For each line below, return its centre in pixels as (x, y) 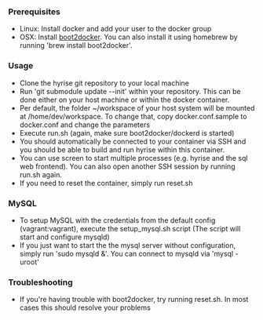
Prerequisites (34, 12)
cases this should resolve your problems (85, 307)
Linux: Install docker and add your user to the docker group (115, 29)
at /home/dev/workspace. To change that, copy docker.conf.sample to (133, 116)
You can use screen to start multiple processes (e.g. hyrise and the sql (133, 158)
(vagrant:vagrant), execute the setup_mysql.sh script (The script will (130, 228)
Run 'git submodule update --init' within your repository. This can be (130, 91)
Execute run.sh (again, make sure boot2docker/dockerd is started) (127, 133)
